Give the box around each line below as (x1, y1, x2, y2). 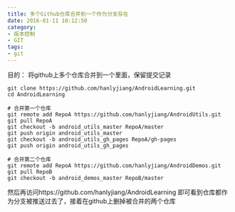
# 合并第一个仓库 (7, 105, 51, 112)
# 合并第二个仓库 (7, 156, 51, 163)
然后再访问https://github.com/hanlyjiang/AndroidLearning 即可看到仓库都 (7, 188, 222, 196)
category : (7, 23, 37, 31)
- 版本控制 (7, 30, 36, 38)
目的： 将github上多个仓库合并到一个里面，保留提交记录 (7, 70, 172, 79)
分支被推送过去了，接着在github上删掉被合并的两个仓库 (13, 196, 176, 205)
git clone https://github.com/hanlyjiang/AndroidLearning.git (7, 85, 196, 92)
